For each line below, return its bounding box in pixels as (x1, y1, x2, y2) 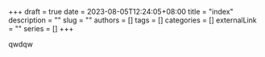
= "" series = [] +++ (8, 24, 74, 33)
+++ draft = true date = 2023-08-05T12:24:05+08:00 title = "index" (8, 7, 234, 16)
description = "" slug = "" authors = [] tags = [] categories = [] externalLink (8, 15, 257, 25)
